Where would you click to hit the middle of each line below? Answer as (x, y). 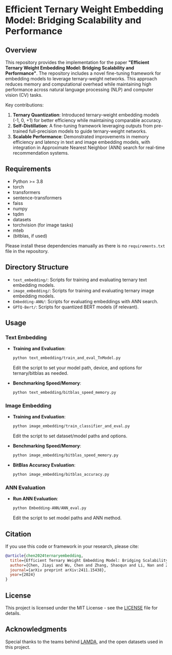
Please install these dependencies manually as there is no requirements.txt (85, 246)
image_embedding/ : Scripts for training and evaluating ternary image (83, 290)
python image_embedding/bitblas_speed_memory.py (66, 455)
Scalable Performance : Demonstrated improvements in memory (81, 136)
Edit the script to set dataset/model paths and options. (70, 436)
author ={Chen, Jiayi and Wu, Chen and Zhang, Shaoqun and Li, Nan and (87, 565)
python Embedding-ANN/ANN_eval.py (49, 508)
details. (13, 614)
